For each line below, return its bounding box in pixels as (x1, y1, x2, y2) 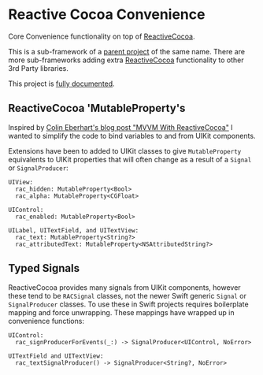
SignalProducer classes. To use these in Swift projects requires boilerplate (8, 299, 250, 309)
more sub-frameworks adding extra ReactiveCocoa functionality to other (8, 55, 244, 65)
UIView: (8, 178, 34, 186)
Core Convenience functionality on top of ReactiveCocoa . (8, 32, 195, 41)
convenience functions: (8, 316, 85, 325)
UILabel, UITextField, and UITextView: (8, 226, 139, 234)
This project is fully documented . (8, 79, 116, 88)
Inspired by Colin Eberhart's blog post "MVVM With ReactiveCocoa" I (8, 122, 234, 132)
